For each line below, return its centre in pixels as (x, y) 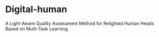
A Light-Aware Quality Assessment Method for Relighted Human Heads (80, 23)
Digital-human (36, 9)
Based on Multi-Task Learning (37, 28)
